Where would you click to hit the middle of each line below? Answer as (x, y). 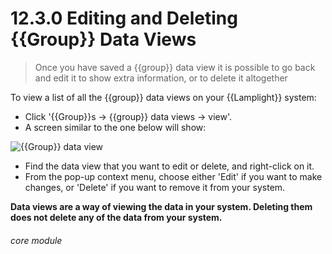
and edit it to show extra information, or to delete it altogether (161, 78)
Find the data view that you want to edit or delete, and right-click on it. (169, 166)
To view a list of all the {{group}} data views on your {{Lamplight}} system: (163, 97)
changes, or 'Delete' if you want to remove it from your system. (155, 187)
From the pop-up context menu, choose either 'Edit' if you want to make (173, 176)
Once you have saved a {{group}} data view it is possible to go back (175, 67)
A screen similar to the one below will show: (115, 127)
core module (36, 240)
